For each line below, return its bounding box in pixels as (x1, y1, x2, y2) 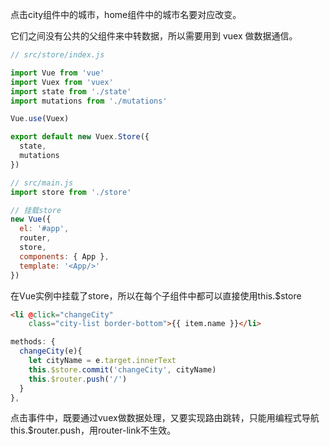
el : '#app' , (19, 224, 70, 234)
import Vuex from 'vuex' (10, 77, 114, 87)
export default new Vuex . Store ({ (10, 132, 150, 142)
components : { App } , (19, 251, 110, 262)
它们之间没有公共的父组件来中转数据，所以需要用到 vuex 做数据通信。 (10, 30, 298, 42)
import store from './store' (10, 187, 132, 197)
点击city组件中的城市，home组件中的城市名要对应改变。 (10, 9, 242, 20)
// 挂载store (10, 205, 62, 215)
